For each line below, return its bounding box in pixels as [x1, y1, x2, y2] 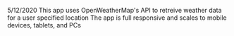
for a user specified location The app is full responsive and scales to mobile [7, 13, 227, 22]
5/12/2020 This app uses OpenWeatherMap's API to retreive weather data [7, 6, 222, 14]
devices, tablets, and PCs [7, 21, 81, 29]
